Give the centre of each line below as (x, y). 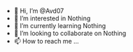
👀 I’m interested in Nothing (52, 18)
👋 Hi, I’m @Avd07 (39, 11)
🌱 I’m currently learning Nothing (60, 26)
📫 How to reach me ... (46, 41)
